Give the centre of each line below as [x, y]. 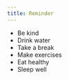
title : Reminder [30, 13]
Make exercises [39, 55]
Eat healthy [33, 62]
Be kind [28, 33]
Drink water [33, 40]
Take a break [36, 47]
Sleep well [32, 69]
